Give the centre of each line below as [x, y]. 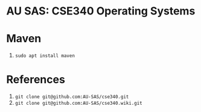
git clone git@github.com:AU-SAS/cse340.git [72, 97]
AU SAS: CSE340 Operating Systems [101, 11]
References [36, 80]
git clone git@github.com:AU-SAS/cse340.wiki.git [79, 104]
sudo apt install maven [45, 56]
